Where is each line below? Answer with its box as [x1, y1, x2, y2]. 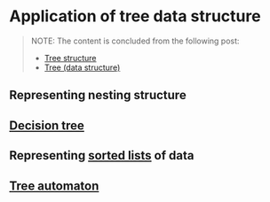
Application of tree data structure [9, 6, 261, 27]
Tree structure [44, 52, 97, 63]
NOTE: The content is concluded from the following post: [30, 35, 240, 46]
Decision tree [9, 118, 84, 133]
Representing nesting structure [9, 88, 187, 103]
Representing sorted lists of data [9, 148, 195, 163]
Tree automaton [9, 178, 99, 193]
